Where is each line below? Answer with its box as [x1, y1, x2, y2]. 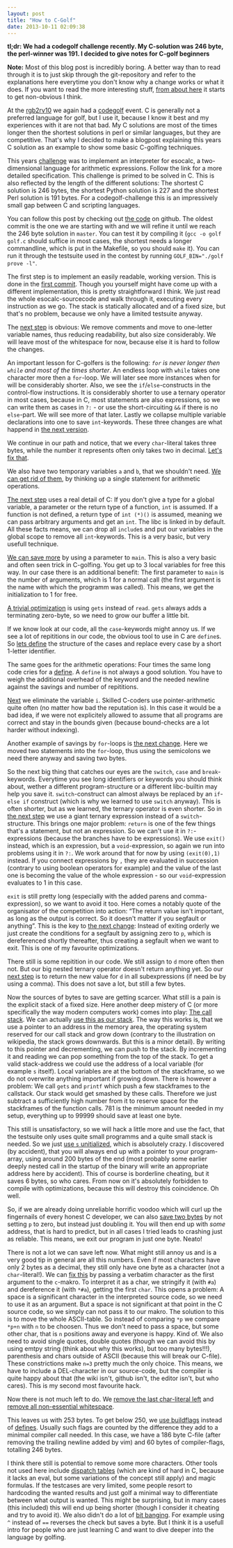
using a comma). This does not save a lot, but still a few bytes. [7, 980, 186, 988]
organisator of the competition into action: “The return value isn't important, [7, 907, 225, 915]
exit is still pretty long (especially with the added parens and [7, 892, 182, 901]
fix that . [7, 454, 29, 462]
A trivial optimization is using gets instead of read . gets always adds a [7, 604, 207, 612]
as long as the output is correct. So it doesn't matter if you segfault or [7, 914, 207, 923]
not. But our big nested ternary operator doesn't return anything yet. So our [7, 965, 224, 973]
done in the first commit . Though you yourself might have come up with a [7, 280, 218, 288]
